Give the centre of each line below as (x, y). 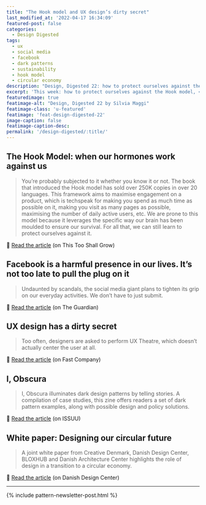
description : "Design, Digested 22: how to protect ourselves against (98, 87)
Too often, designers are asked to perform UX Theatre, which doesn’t (109, 341)
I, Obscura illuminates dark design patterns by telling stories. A (101, 394)
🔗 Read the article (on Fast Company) (54, 360)
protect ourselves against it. (56, 233)
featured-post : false (34, 23)
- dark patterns (32, 63)
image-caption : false (34, 120)
